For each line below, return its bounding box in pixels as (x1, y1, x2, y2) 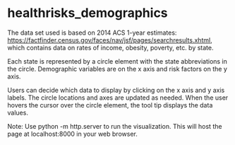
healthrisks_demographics (7, 5, 168, 21)
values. (7, 108, 28, 117)
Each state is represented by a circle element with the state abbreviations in (7, 57, 228, 65)
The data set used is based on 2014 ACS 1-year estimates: (7, 28, 177, 37)
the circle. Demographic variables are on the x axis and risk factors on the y (7, 64, 227, 73)
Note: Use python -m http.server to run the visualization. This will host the (7, 122, 222, 130)
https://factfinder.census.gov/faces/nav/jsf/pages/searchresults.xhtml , (7, 35, 213, 44)
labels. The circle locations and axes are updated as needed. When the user (7, 93, 229, 102)
